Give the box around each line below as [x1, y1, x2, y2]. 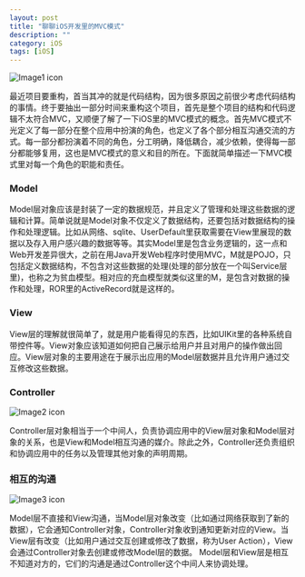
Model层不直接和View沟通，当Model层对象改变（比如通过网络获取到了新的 [9, 512, 290, 523]
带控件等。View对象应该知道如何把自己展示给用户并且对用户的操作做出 [9, 340, 275, 351]
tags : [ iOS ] [9, 47, 54, 56]
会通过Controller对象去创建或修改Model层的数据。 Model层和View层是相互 [9, 547, 289, 558]
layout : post [9, 13, 59, 23]
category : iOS [9, 38, 64, 48]
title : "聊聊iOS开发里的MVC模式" [9, 22, 125, 31]
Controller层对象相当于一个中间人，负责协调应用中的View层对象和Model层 [9, 425, 288, 436]
